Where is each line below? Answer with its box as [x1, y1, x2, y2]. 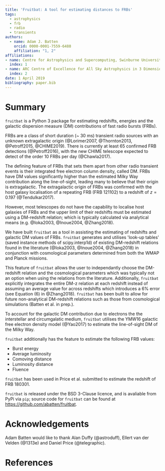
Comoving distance [12, 356, 52, 362]
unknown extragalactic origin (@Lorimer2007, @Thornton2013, [5, 138, 133, 144]
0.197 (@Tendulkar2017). [5, 194, 55, 200]
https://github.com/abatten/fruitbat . [5, 401, 77, 407]
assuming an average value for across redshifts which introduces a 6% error [5, 286, 160, 292]
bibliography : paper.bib [5, 80, 56, 85]
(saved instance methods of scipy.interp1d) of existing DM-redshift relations [5, 239, 159, 245]
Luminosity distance [12, 361, 54, 367]
